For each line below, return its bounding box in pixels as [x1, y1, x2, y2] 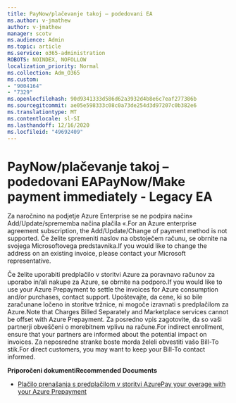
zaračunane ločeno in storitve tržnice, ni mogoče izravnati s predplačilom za [7, 300, 229, 309]
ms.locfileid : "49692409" [7, 128, 83, 135]
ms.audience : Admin [7, 37, 65, 44]
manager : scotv [7, 30, 52, 37]
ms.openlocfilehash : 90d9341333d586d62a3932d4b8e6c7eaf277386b [7, 96, 197, 103]
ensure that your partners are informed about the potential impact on [7, 330, 207, 339]
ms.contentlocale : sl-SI [7, 115, 80, 122]
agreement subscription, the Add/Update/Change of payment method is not [7, 227, 228, 235]
